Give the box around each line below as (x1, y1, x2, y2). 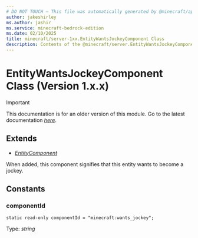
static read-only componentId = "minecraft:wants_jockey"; (6, 215, 154, 221)
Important (6, 98, 30, 106)
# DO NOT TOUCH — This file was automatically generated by (6, 8, 157, 15)
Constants (6, 184, 45, 194)
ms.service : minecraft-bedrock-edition (6, 25, 104, 31)
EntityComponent (14, 149, 58, 156)
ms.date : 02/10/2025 (6, 31, 57, 37)
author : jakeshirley (6, 14, 57, 20)
